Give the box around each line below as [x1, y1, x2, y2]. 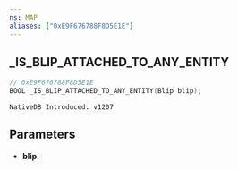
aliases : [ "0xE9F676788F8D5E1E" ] [9, 21, 134, 30]
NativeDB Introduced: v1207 [9, 103, 115, 112]
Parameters [9, 127, 76, 142]
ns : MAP [9, 13, 38, 22]
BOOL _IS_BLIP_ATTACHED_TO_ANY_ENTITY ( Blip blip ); [9, 87, 202, 96]
